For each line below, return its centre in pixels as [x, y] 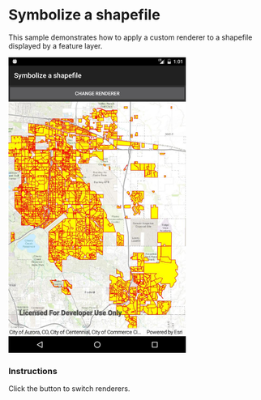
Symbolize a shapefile [84, 15]
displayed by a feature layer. [56, 45]
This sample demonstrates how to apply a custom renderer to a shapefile [130, 37]
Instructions [33, 371]
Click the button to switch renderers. [69, 388]
